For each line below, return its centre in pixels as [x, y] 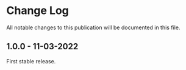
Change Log [38, 11]
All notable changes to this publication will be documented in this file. [93, 27]
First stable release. [31, 61]
